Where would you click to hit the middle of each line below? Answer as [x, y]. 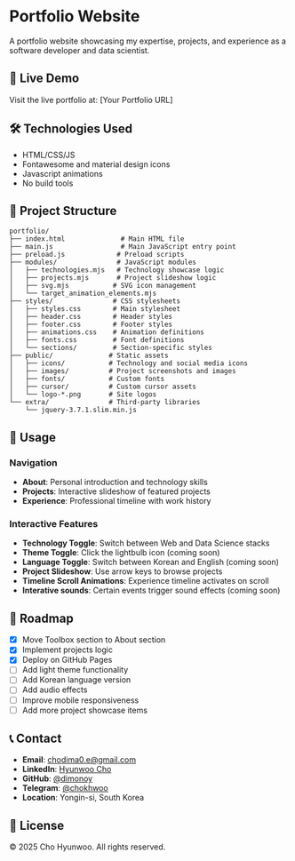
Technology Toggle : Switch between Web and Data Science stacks [146, 543]
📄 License [37, 825]
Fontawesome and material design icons [96, 164]
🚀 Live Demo [44, 79]
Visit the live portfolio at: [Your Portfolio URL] [91, 100]
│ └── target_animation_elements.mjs [83, 294]
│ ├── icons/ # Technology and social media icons [129, 363]
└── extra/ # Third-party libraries [105, 403]
